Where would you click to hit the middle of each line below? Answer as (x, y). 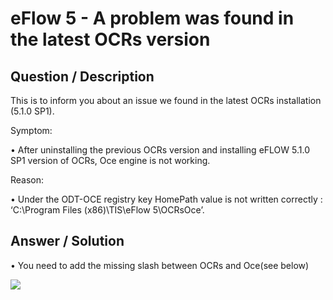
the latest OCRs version (110, 39)
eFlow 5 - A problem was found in (152, 18)
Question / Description (82, 76)
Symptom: (31, 130)
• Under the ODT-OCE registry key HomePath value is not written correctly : (166, 199)
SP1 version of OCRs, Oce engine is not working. (110, 160)
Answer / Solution (67, 241)
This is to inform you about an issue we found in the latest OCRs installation (166, 100)
